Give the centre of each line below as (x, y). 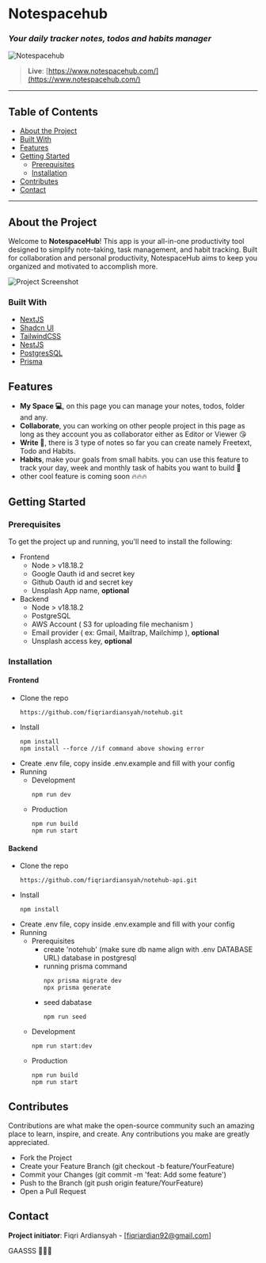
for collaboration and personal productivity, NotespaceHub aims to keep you (133, 258)
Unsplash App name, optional (80, 590)
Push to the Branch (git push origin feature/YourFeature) (111, 1183)
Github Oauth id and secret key (82, 582)
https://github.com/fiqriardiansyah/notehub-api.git (108, 881)
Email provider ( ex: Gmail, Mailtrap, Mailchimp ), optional (125, 632)
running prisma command (85, 966)
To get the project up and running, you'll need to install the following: (120, 541)
